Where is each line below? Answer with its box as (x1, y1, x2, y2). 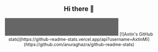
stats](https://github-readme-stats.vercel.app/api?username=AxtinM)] (8, 36, 150, 42)
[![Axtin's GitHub (119, 31, 153, 37)
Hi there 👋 (63, 5, 95, 13)
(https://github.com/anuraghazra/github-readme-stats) (23, 41, 135, 47)
